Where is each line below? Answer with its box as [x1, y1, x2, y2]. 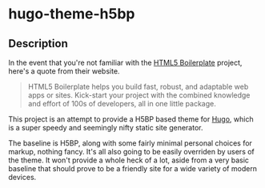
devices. [8, 173, 37, 182]
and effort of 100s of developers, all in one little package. [27, 99, 216, 108]
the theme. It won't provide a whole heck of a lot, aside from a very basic [8, 155, 250, 165]
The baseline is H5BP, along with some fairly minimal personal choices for [8, 138, 252, 148]
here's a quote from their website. [8, 66, 120, 76]
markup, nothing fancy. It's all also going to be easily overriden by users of [8, 147, 255, 156]
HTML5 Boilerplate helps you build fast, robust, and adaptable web [27, 82, 249, 91]
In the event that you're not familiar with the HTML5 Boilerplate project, [8, 58, 243, 67]
